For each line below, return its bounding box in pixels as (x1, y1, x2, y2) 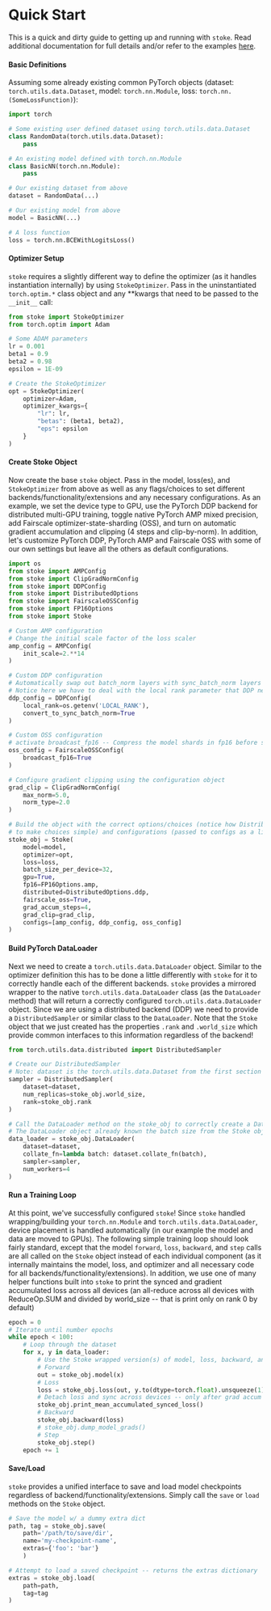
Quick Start (8, 6, 86, 24)
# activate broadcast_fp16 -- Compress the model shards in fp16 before (8, 738, 258, 747)
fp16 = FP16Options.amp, (23, 881, 99, 889)
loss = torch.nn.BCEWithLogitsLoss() (8, 236, 135, 244)
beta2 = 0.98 (8, 357, 52, 366)
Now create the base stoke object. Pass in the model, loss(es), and (8, 475, 231, 484)
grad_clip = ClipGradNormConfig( (8, 783, 121, 792)
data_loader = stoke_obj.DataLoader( (8, 1135, 135, 1144)
